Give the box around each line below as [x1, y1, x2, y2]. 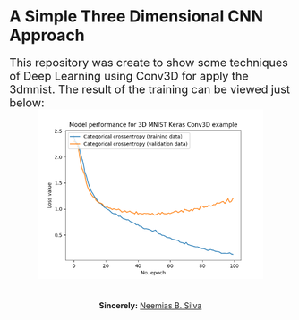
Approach [9, 25, 85, 46]
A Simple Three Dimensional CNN [9, 6, 264, 27]
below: [9, 96, 45, 111]
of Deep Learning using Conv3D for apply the [9, 69, 249, 84]
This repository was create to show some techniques [9, 55, 288, 71]
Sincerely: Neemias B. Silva [98, 299, 202, 310]
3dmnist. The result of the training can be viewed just [9, 82, 291, 97]
